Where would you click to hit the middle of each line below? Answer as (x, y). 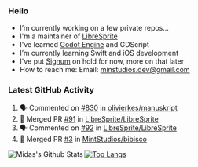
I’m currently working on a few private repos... (94, 28)
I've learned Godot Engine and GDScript (84, 45)
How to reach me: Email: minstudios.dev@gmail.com (104, 70)
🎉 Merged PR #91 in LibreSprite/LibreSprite (89, 118)
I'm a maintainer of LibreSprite (68, 36)
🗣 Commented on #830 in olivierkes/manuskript (99, 107)
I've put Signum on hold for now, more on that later (102, 61)
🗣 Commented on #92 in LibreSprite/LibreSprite (98, 128)
